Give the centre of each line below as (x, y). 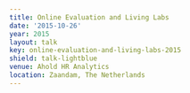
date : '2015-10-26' (45, 26)
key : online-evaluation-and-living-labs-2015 (95, 50)
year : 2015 (29, 34)
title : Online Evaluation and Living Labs (89, 17)
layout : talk (33, 42)
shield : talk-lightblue (54, 58)
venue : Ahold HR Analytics (59, 67)
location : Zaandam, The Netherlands (77, 75)
